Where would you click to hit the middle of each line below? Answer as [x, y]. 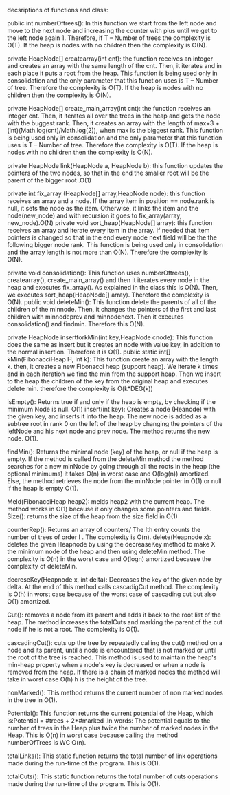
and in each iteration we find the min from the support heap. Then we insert [114, 374]
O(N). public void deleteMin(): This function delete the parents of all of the [112, 302]
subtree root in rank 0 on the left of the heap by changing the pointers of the [115, 424]
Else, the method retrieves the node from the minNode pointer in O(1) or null [114, 481]
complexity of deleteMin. [42, 566]
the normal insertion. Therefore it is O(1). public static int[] [89, 352]
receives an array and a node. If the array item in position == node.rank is [111, 201]
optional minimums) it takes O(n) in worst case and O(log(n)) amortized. [109, 474]
